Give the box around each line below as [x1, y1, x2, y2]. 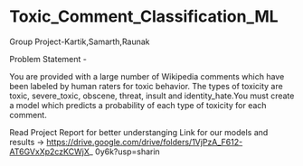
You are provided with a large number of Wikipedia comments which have [9, 70, 285, 82]
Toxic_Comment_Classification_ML [9, 6, 279, 27]
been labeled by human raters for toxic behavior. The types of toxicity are [9, 80, 283, 91]
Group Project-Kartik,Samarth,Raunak [9, 36, 151, 47]
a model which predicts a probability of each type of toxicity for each [9, 99, 267, 110]
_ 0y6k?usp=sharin [89, 146, 160, 157]
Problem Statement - [9, 53, 88, 64]
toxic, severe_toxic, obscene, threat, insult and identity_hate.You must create [9, 90, 295, 101]
